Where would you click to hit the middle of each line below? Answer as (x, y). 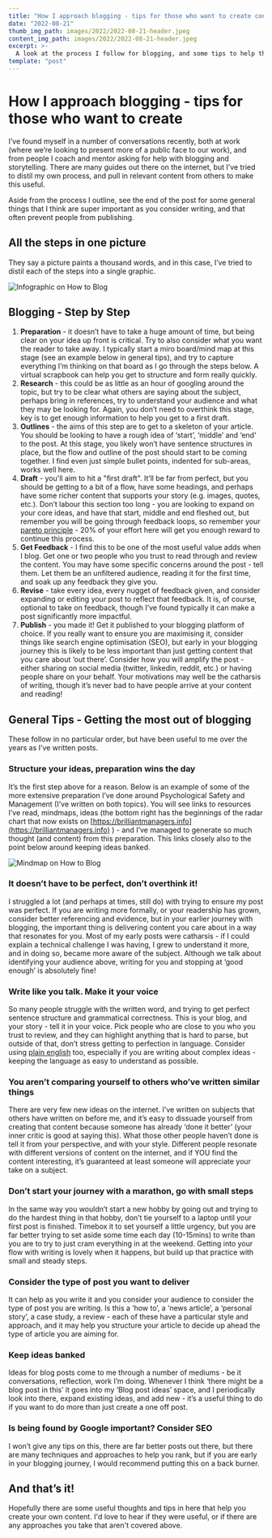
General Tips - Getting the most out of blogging (130, 719)
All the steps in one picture (77, 243)
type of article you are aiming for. (64, 1334)
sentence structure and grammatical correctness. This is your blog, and (128, 1018)
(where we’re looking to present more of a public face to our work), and (127, 149)
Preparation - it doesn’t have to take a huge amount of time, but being (137, 332)
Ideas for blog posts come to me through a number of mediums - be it (125, 1372)
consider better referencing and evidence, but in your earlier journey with (131, 918)
